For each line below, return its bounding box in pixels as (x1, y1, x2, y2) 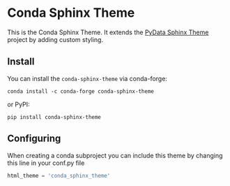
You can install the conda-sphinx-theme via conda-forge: (7, 74, 167, 83)
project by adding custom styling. (7, 35, 103, 43)
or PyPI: (7, 100, 30, 108)
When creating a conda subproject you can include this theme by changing (7, 151, 223, 159)
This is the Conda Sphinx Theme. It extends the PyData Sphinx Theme (7, 28, 209, 36)
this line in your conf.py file (7, 159, 85, 167)
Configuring (7, 133, 61, 145)
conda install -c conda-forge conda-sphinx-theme (7, 87, 155, 95)
